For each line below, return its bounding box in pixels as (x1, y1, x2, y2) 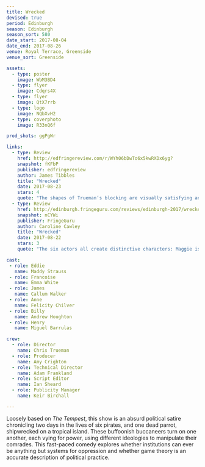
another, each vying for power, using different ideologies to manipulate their (6, 434, 197, 441)
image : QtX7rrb (17, 99, 56, 105)
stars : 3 (17, 240, 40, 247)
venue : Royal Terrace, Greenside (6, 49, 92, 55)
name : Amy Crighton (17, 358, 67, 365)
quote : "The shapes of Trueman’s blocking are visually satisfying (17, 195, 192, 201)
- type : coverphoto (12, 116, 62, 123)
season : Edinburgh (6, 26, 53, 32)
